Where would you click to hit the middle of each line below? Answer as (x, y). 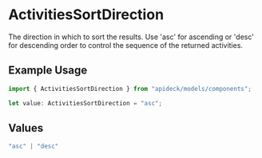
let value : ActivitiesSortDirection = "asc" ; (85, 103)
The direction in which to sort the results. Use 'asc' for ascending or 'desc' (131, 37)
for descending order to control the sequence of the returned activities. (126, 45)
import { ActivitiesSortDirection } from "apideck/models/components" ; (130, 89)
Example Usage (48, 71)
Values (26, 128)
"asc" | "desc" (34, 146)
